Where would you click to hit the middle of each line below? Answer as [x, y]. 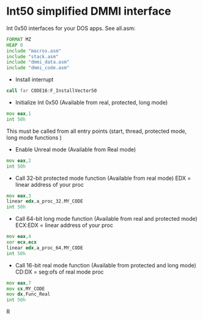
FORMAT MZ [19, 39]
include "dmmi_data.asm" [38, 62]
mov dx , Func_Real [28, 294]
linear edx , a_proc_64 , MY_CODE [45, 248]
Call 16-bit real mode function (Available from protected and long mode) [106, 265]
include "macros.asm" [34, 51]
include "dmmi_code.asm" [38, 68]
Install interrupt [34, 80]
